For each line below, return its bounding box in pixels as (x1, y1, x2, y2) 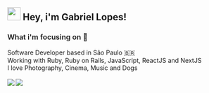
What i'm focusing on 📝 (7, 32, 88, 42)
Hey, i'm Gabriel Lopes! (22, 11, 127, 23)
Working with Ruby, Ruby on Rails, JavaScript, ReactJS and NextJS (7, 56, 202, 64)
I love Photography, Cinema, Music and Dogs (7, 64, 138, 72)
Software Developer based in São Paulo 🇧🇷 (7, 48, 135, 57)
